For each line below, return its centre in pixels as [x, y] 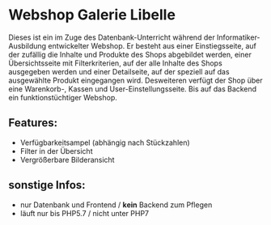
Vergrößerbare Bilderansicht [67, 159]
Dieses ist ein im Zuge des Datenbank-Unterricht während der [112, 37]
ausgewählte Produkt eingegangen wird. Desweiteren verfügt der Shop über [135, 80]
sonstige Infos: [47, 185]
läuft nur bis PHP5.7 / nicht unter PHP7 [85, 213]
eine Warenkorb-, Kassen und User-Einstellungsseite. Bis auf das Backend [133, 89]
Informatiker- [239, 37]
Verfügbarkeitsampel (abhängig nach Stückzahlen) [105, 142]
